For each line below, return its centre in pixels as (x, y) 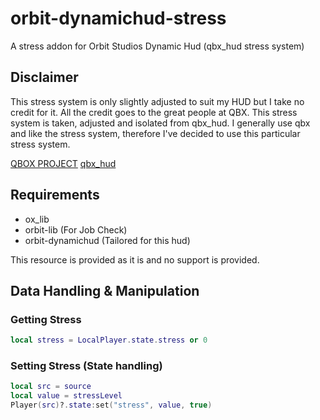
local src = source (51, 387)
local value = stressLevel (66, 396)
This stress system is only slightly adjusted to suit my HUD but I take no (157, 101)
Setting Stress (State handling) (86, 366)
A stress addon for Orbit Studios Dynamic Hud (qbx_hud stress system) (157, 46)
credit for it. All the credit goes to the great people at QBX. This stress (154, 112)
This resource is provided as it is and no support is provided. (135, 259)
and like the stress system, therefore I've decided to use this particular (155, 133)
